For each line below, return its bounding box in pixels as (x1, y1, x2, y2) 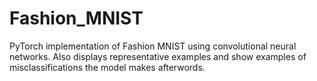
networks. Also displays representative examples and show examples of (9, 50, 307, 62)
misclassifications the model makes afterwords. (9, 61, 206, 73)
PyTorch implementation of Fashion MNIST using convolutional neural (9, 40, 297, 52)
